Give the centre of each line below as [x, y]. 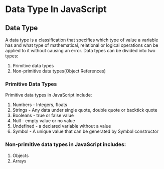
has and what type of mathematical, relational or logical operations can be [82, 45]
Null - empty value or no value [44, 121]
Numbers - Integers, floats [40, 105]
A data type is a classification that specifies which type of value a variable [82, 40]
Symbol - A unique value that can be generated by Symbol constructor [86, 131]
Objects [21, 155]
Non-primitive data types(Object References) [59, 71]
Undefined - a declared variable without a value [62, 126]
